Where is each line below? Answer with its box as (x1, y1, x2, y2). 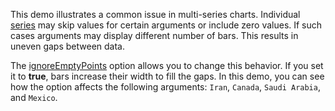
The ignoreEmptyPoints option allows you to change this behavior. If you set (10, 60, 324, 71)
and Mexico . (10, 92, 58, 103)
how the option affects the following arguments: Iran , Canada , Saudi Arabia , (10, 81, 321, 93)
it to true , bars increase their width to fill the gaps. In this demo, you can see (10, 70, 325, 82)
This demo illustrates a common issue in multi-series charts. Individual (10, 9, 301, 20)
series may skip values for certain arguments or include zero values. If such (10, 19, 323, 31)
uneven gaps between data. (10, 40, 125, 52)
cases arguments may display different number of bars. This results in (10, 30, 299, 41)
